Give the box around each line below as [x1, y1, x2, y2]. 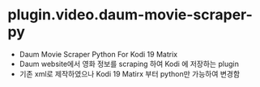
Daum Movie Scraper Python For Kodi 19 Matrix [19, 49, 178, 59]
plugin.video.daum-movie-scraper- [7, 6, 253, 24]
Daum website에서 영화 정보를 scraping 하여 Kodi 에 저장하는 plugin [19, 59, 240, 68]
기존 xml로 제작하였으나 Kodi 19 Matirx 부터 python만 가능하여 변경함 [19, 68, 241, 78]
